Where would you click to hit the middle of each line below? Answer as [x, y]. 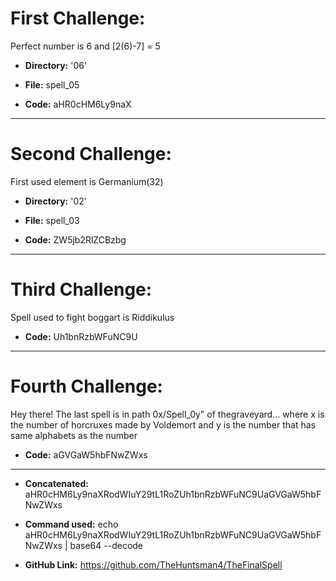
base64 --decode [106, 545]
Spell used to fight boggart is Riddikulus [92, 317]
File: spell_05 [52, 84]
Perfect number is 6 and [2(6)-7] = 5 [85, 46]
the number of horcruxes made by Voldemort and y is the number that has [163, 424]
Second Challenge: [91, 154]
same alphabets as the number [74, 435]
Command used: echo [71, 524]
